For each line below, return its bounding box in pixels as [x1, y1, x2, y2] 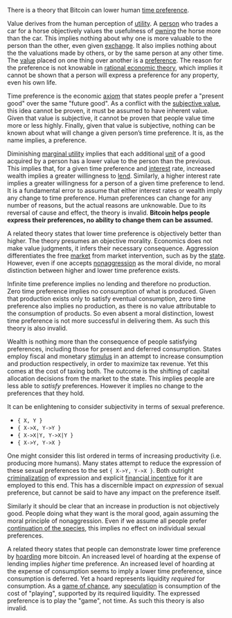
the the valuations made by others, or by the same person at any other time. [7, 49, 224, 57]
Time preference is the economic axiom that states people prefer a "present [7, 92, 224, 100]
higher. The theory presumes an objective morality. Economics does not [7, 237, 213, 245]
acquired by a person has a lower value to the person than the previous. [7, 157, 213, 165]
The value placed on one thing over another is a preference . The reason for [7, 56, 222, 65]
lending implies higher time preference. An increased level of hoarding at [7, 560, 215, 568]
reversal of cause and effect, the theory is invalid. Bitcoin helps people [7, 208, 210, 217]
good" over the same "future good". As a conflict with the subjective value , [7, 99, 221, 107]
